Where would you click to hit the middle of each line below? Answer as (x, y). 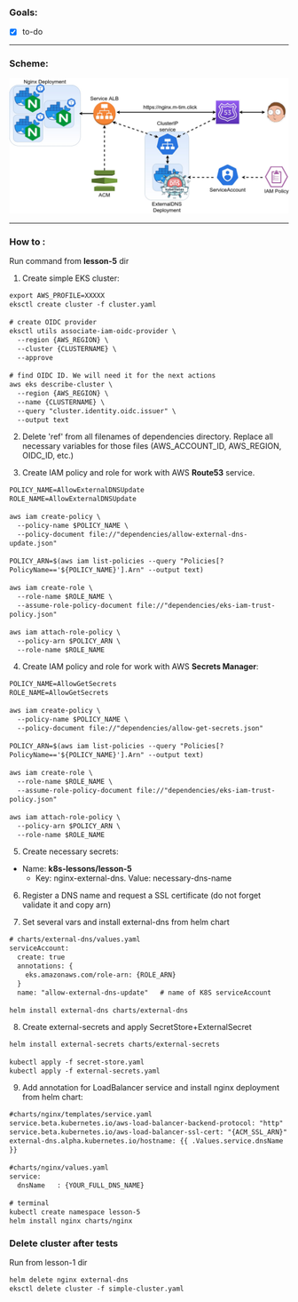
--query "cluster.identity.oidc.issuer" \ (97, 411)
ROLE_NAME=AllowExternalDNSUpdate (73, 499)
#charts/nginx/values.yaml (59, 1168)
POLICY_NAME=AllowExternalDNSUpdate (77, 491)
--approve (35, 358)
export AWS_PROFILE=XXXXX (57, 296)
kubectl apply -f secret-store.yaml (77, 1062)
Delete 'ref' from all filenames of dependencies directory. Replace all (147, 436)
